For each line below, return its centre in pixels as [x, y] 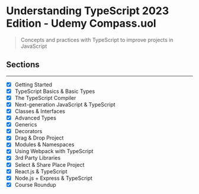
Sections [23, 65]
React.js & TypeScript [41, 171]
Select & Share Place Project [49, 164]
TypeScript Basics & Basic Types [55, 91]
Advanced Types [35, 118]
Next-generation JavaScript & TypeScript [65, 104]
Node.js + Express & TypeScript [54, 178]
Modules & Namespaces [44, 145]
